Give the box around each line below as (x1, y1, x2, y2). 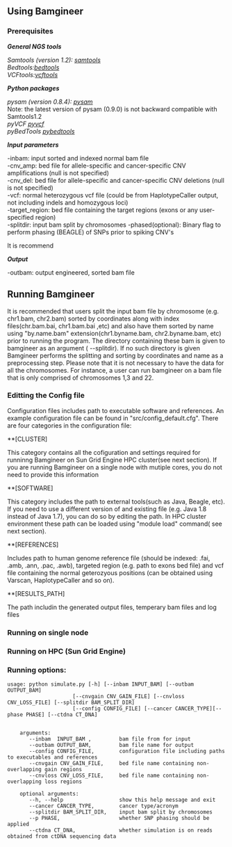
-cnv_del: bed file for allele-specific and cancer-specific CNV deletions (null (7, 176, 224, 184)
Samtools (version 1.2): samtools (7, 56, 101, 64)
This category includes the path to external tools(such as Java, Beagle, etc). (7, 497, 226, 506)
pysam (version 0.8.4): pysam (7, 97, 93, 106)
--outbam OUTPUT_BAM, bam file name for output (28, 741, 194, 748)
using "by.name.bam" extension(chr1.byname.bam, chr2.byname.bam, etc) (7, 329, 222, 337)
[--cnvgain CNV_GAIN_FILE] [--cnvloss (72, 693, 185, 700)
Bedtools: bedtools (7, 63, 60, 72)
